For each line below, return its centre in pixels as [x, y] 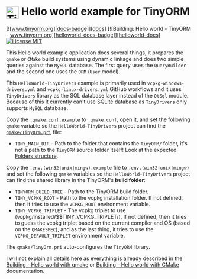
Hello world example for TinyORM [106, 12]
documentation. [25, 271]
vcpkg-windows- [166, 84]
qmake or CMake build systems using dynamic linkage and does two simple [95, 59]
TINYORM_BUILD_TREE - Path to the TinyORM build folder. [82, 192]
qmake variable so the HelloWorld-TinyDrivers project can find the [86, 126]
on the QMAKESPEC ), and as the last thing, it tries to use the [84, 229]
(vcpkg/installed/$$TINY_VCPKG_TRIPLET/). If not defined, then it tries [101, 217]
